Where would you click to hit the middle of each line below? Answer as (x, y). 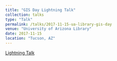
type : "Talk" (19, 19)
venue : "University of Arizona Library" (49, 29)
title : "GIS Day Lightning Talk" (41, 10)
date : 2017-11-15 (24, 34)
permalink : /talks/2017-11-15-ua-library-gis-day (59, 24)
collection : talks (25, 15)
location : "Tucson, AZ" (30, 39)
